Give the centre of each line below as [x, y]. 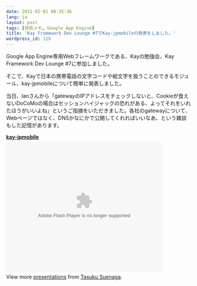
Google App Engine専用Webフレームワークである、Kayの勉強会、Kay [90, 56]
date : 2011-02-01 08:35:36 [39, 11]
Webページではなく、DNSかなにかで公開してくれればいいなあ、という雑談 [96, 118]
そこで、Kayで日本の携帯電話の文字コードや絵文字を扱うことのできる [90, 76]
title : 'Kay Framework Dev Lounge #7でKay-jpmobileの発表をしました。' [91, 33]
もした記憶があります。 [34, 125]
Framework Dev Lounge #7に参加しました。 [60, 63]
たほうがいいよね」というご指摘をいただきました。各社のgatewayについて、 [98, 110]
